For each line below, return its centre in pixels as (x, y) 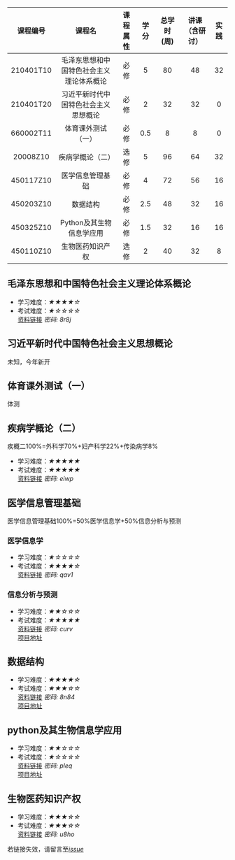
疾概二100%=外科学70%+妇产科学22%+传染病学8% (83, 446)
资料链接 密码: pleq (45, 766)
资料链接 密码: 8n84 (46, 697)
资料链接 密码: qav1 (45, 575)
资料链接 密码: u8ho (46, 834)
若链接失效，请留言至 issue (45, 850)
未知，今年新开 (29, 361)
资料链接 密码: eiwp (45, 479)
